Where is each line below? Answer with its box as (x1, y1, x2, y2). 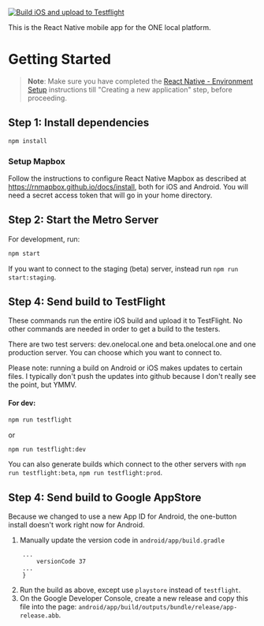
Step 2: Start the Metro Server (8, 213, 159, 227)
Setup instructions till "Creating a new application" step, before (27, 84, 232, 94)
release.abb (19, 612, 59, 620)
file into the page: (19, 602, 77, 612)
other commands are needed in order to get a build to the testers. (8, 324, 221, 334)
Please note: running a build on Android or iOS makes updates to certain (8, 363, 243, 373)
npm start (8, 249, 41, 257)
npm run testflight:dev (8, 445, 87, 453)
